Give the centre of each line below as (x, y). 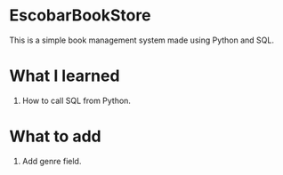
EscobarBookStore (80, 16)
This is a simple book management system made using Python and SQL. (141, 40)
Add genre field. (52, 161)
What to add (55, 136)
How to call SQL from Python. (77, 100)
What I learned (65, 76)
